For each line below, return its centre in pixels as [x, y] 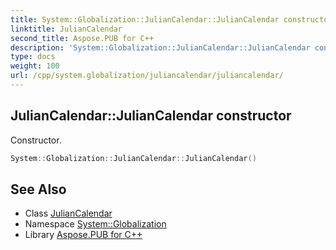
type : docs [33, 57]
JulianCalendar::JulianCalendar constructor [151, 116]
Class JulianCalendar [68, 213]
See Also [38, 189]
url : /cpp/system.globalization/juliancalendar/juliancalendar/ [147, 76]
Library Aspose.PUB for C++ [83, 235]
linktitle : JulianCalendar [66, 29]
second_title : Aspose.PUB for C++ [82, 38]
